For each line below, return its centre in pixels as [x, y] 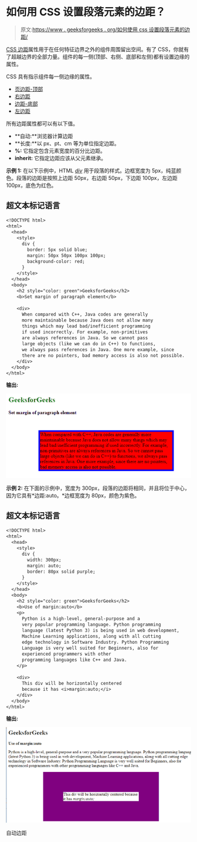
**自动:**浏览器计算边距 [44, 136]
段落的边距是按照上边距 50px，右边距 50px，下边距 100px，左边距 [97, 178]
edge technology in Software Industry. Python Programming [95, 642]
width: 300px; [44, 560]
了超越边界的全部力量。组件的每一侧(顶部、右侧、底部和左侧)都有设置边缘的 [98, 56]
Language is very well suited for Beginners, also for [90, 648]
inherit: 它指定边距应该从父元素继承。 [60, 158]
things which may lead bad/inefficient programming [86, 326]
